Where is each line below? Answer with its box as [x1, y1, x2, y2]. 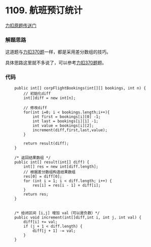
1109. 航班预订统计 [5, 5, 83, 16]
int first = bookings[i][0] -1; [32, 114, 101, 119]
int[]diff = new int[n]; [23, 95, 76, 101]
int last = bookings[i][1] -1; [32, 118, 99, 123]
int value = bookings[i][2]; [32, 123, 94, 128]
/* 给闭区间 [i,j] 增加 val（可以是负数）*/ [14, 210, 100, 215]
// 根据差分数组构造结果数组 [23, 169, 76, 174]
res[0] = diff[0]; [23, 174, 62, 179]
